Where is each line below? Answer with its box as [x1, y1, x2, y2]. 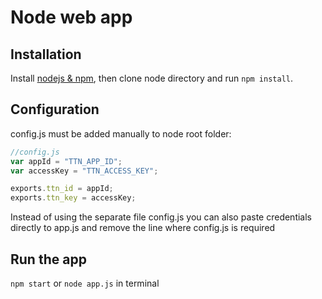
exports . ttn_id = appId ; [10, 184, 114, 194]
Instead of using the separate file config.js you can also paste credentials [10, 211, 312, 223]
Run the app [10, 251, 87, 268]
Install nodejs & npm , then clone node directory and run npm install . [10, 72, 294, 84]
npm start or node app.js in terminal [10, 277, 160, 289]
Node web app [10, 6, 133, 29]
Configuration [10, 101, 100, 118]
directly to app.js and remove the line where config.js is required [10, 222, 276, 234]
